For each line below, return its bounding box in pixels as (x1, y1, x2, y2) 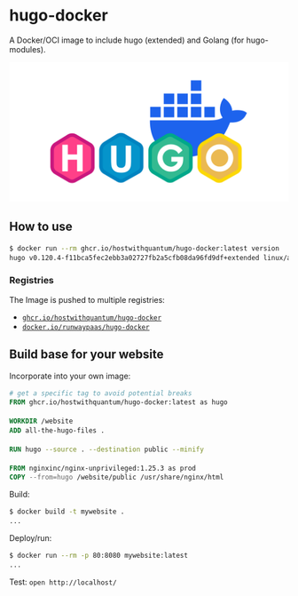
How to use (9, 219, 73, 234)
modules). (9, 44, 46, 54)
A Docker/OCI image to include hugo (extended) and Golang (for (9, 35, 245, 45)
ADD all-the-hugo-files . (9, 426, 105, 435)
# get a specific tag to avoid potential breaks (9, 388, 192, 398)
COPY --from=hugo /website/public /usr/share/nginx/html (9, 473, 224, 482)
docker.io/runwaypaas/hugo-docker (21, 322, 150, 331)
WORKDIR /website (9, 417, 74, 426)
